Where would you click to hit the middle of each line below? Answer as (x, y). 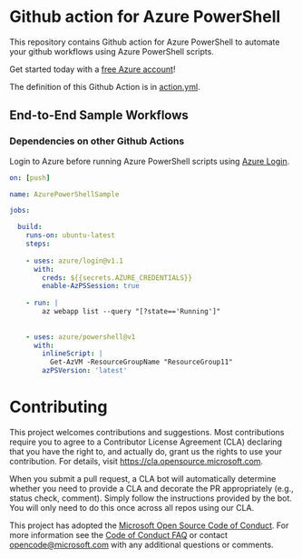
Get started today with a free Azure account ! (93, 69)
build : (30, 227)
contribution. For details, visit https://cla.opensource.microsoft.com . (136, 461)
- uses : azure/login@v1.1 (75, 261)
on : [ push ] (30, 178)
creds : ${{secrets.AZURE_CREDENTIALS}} (117, 278)
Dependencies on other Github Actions (97, 141)
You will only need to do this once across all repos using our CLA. (132, 507)
